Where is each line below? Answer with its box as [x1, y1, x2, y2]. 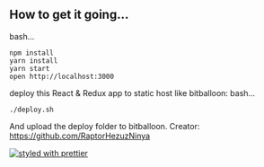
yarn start [9, 64, 50, 73]
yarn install [9, 56, 58, 66]
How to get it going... [9, 7, 129, 22]
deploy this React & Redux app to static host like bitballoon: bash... [9, 87, 256, 98]
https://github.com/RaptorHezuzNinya [9, 130, 151, 141]
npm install [9, 48, 54, 57]
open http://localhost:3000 [9, 72, 115, 81]
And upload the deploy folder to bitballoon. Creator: [9, 120, 200, 131]
